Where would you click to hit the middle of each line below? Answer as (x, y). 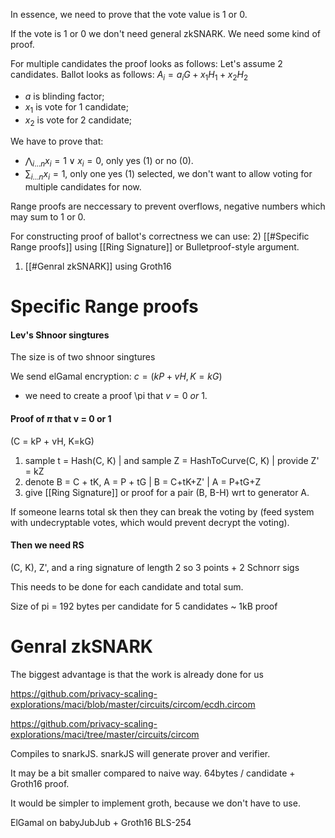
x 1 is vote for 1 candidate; (76, 107)
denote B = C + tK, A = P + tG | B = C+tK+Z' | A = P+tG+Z (143, 481)
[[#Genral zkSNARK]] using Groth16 (98, 266)
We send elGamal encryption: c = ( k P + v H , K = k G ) (116, 376)
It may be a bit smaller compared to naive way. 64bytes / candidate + (153, 773)
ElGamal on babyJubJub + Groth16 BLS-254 (101, 822)
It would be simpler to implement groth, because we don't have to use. (155, 803)
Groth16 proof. (40, 783)
